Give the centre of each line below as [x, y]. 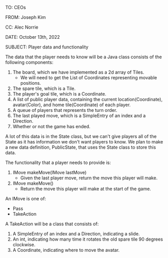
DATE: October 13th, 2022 [33, 37]
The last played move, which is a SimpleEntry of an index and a [79, 115]
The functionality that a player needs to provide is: [58, 162]
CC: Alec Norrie [22, 27]
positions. [31, 83]
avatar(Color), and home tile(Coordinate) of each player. [72, 105]
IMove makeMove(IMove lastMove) [50, 172]
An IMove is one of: [26, 198]
